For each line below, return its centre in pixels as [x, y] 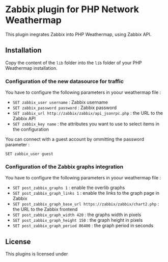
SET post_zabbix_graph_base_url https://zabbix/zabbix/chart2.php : [86, 204]
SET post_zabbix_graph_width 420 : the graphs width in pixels [77, 215]
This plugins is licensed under [37, 254]
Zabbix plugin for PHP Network [72, 9]
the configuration [31, 129]
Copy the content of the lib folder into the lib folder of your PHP [74, 63]
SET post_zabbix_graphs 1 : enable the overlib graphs [69, 188]
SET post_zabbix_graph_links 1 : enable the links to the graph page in [86, 193]
